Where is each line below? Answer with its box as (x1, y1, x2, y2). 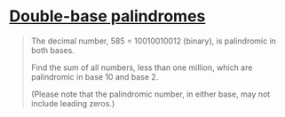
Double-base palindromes (9, 6, 206, 27)
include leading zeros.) (30, 97, 115, 108)
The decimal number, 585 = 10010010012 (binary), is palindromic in (30, 35, 277, 46)
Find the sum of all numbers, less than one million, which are (30, 62, 253, 73)
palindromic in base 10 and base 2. (30, 71, 159, 82)
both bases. (30, 44, 75, 55)
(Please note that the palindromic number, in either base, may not (30, 89, 271, 99)
